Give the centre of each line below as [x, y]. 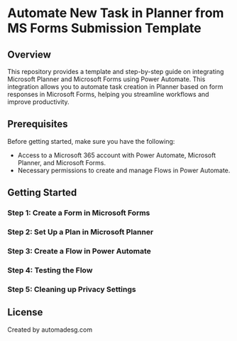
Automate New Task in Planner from [116, 13]
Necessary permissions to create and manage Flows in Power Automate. [124, 170]
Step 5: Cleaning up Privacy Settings [72, 289]
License [25, 312]
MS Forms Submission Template [104, 28]
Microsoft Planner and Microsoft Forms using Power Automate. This [106, 79]
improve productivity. [38, 102]
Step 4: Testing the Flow [50, 270]
